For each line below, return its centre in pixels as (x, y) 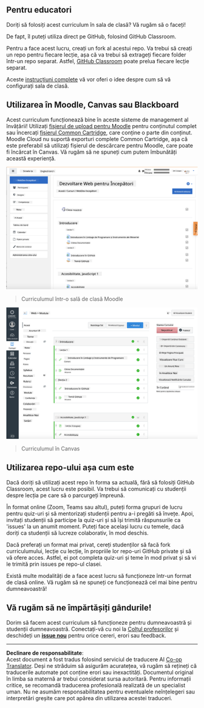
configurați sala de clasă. (38, 86)
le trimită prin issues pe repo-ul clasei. (54, 564)
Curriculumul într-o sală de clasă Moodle (72, 299)
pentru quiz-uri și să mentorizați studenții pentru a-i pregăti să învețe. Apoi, (100, 514)
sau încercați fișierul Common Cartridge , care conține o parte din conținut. (99, 132)
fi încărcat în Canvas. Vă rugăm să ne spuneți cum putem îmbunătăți (92, 152)
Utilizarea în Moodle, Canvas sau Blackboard (93, 105)
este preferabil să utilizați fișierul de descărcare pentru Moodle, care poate (100, 145)
